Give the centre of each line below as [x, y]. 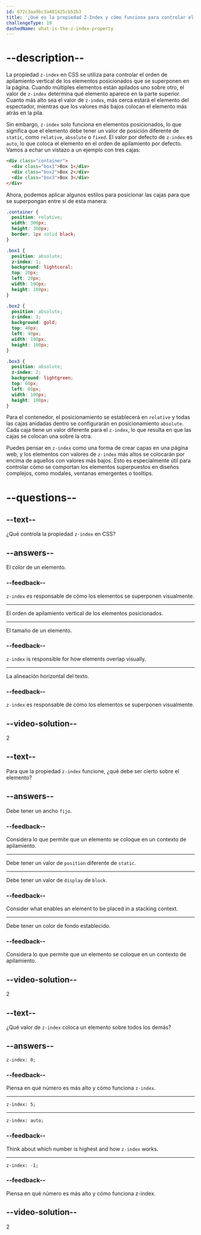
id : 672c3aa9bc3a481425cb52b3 [44, 12]
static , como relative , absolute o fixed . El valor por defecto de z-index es [99, 137]
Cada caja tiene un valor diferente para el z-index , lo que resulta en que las [99, 430]
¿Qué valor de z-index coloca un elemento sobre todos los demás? [89, 1027]
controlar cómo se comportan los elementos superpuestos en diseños [93, 467]
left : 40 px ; [27, 334]
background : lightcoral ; [42, 267]
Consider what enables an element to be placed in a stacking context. [92, 909]
